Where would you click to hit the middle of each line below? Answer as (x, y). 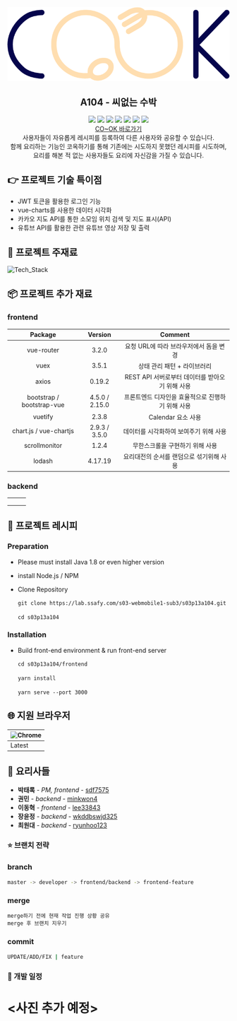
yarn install (37, 678)
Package (43, 335)
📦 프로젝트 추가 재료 (50, 294)
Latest (19, 745)
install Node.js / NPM (48, 575)
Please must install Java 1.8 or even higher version (91, 562)
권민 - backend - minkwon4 (57, 798)
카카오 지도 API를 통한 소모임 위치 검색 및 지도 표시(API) (94, 219)
